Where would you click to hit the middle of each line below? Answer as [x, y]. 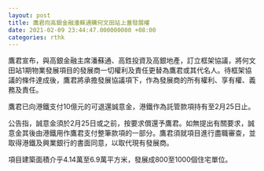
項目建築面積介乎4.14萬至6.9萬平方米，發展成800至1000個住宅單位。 [120, 160]
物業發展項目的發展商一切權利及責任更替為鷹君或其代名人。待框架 [138, 71]
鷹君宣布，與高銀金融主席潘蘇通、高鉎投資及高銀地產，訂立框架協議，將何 [128, 60]
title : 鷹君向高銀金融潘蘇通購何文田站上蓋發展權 [79, 23]
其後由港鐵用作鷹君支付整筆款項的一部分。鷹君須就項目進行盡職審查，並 [139, 133]
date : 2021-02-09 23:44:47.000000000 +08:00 [82, 30]
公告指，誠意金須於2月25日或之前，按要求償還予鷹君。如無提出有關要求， [128, 123]
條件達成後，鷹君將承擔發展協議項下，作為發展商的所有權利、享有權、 [135, 80]
